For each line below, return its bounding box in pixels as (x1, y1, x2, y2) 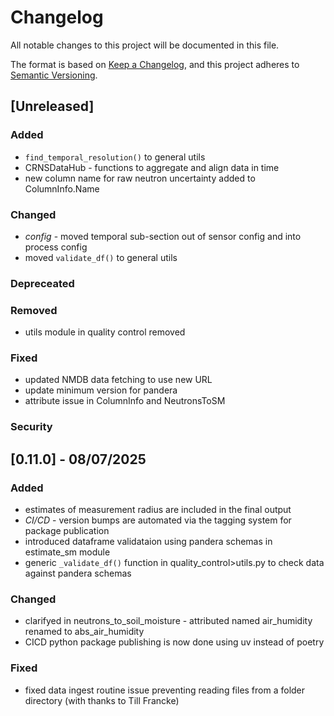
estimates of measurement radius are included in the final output (24, 504, 292, 516)
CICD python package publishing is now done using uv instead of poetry (24, 636, 325, 648)
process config (24, 241, 88, 253)
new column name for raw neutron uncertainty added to (24, 172, 256, 184)
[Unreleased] (10, 98, 95, 115)
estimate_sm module (24, 546, 111, 558)
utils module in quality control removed (24, 326, 186, 338)
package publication (24, 525, 110, 537)
